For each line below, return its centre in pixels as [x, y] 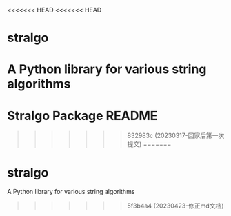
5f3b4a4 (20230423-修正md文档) [175, 206]
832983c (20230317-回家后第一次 [176, 136]
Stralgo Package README [82, 116]
